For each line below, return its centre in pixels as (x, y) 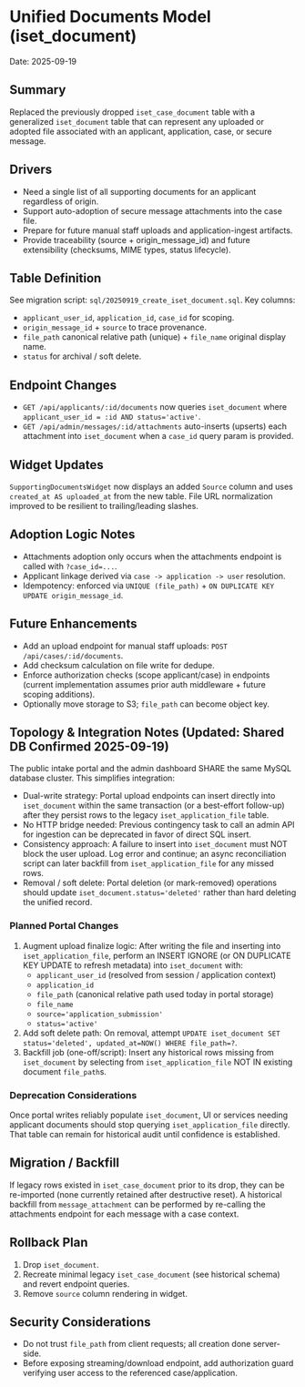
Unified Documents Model (110, 17)
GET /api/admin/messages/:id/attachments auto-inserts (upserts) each (155, 426)
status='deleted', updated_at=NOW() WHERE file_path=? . (130, 1042)
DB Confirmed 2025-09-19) (90, 747)
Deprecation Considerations (73, 1095)
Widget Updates (56, 465)
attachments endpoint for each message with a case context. (124, 1214)
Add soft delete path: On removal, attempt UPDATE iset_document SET (151, 1033)
